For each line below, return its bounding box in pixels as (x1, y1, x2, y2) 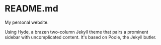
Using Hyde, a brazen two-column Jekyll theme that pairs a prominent (4, 29, 149, 35)
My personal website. (4, 19, 49, 25)
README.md (4, 3, 59, 14)
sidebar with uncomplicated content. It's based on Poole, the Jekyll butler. (4, 34, 157, 40)
